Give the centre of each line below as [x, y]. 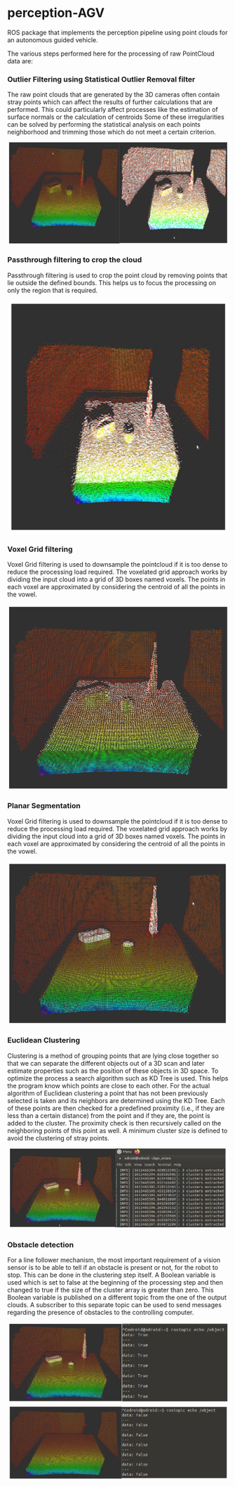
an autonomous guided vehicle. [53, 39]
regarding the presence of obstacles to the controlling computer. [101, 1312]
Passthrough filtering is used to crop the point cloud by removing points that [117, 275]
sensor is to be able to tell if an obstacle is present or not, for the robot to [113, 1268]
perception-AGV [56, 13]
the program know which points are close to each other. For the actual [109, 1085]
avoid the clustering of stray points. [59, 1138]
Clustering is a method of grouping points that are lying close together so [113, 1056]
